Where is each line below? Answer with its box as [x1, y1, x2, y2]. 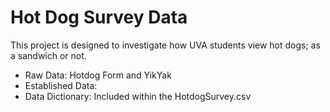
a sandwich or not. [10, 49, 87, 61]
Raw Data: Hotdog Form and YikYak [24, 69, 172, 81]
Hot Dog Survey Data [10, 6, 188, 29]
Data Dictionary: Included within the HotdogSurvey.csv [24, 90, 252, 102]
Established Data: [24, 79, 98, 91]
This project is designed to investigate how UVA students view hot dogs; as [10, 39, 321, 51]
